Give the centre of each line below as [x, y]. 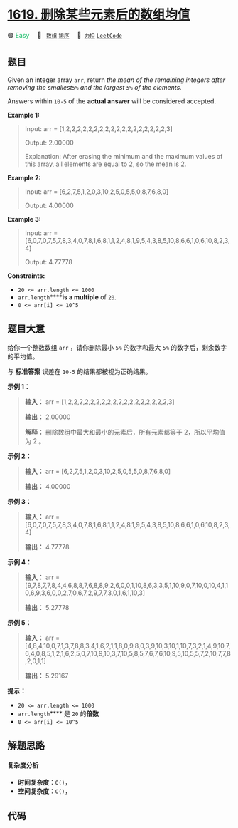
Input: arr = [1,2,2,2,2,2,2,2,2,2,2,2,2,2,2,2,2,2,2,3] [98, 128]
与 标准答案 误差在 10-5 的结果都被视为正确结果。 [80, 371]
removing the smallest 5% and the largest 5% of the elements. [95, 87]
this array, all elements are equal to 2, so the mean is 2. [106, 164]
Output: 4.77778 [49, 262]
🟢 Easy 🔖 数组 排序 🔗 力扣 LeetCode [65, 35]
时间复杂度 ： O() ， [44, 782]
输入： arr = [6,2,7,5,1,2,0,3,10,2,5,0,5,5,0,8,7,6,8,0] [98, 471]
